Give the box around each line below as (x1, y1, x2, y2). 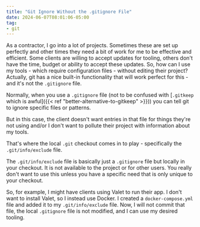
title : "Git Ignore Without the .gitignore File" (6, 8, 133, 15)
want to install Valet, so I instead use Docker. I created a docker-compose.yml (6, 195, 193, 202)
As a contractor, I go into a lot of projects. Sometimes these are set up (6, 42, 179, 49)
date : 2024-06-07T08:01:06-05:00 (6, 14, 90, 20)
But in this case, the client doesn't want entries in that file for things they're (6, 116, 191, 123)
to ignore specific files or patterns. (6, 104, 91, 111)
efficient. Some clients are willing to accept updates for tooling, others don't (6, 54, 193, 62)
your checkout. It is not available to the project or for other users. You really (6, 164, 192, 171)
